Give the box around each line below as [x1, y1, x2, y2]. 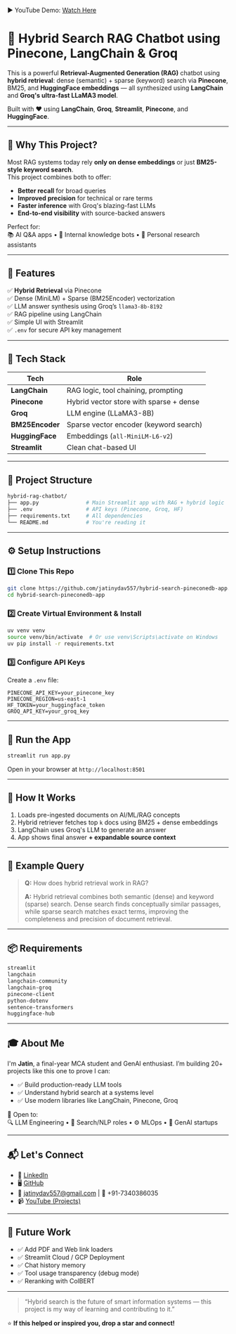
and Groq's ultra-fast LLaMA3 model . [7, 91, 118, 99]
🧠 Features [7, 267, 55, 280]
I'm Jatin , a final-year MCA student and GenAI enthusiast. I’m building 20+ [7, 1059, 223, 1068]
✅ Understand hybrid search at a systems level [17, 1089, 155, 1097]
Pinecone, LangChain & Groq [7, 46, 178, 62]
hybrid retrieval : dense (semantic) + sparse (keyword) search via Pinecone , [7, 76, 228, 84]
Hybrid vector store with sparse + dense [66, 397, 200, 407]
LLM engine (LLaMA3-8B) [66, 408, 155, 418]
